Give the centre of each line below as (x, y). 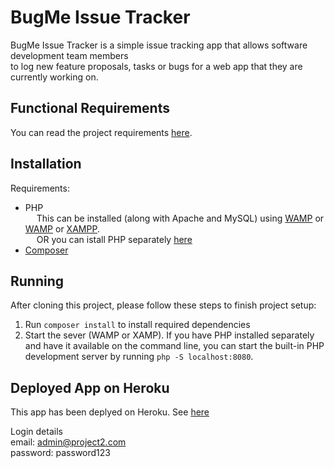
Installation (46, 164)
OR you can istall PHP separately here (114, 239)
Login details (36, 432)
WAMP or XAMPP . (62, 228)
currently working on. (54, 77)
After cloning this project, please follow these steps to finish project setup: (163, 305)
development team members (69, 55)
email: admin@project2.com (68, 442)
